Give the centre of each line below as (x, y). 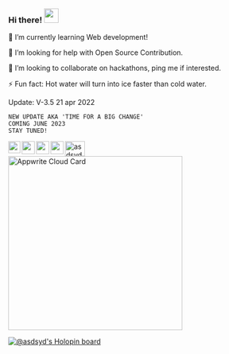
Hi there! (25, 20)
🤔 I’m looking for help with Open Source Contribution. (96, 53)
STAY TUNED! (28, 131)
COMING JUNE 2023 (37, 124)
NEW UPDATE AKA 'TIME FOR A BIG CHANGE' (76, 117)
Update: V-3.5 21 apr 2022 (52, 103)
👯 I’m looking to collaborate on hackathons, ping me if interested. (114, 68)
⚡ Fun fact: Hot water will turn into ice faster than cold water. (107, 84)
